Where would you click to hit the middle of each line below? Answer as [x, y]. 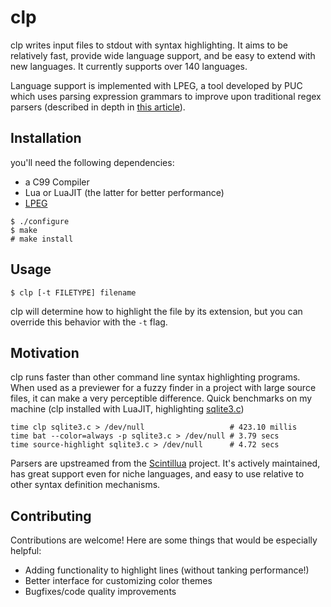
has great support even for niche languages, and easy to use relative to [157, 474]
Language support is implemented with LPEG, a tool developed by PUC [156, 85]
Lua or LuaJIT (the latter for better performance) [124, 192]
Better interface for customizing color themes [118, 581]
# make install [42, 239]
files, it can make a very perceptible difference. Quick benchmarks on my [161, 398]
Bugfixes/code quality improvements [100, 592]
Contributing [51, 516]
